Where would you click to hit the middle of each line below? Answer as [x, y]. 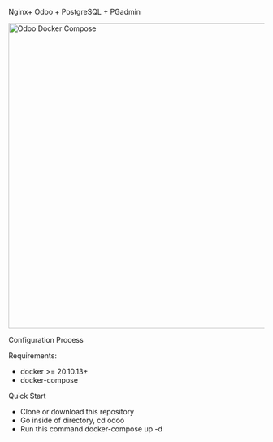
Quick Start [27, 396]
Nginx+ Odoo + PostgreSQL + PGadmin [74, 12]
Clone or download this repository [77, 411]
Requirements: [32, 356]
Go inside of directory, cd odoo [72, 420]
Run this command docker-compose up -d [91, 429]
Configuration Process [46, 340]
